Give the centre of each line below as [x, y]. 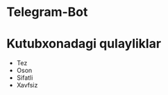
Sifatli [25, 78]
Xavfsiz [27, 85]
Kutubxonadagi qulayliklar [84, 44]
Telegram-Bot [47, 12]
